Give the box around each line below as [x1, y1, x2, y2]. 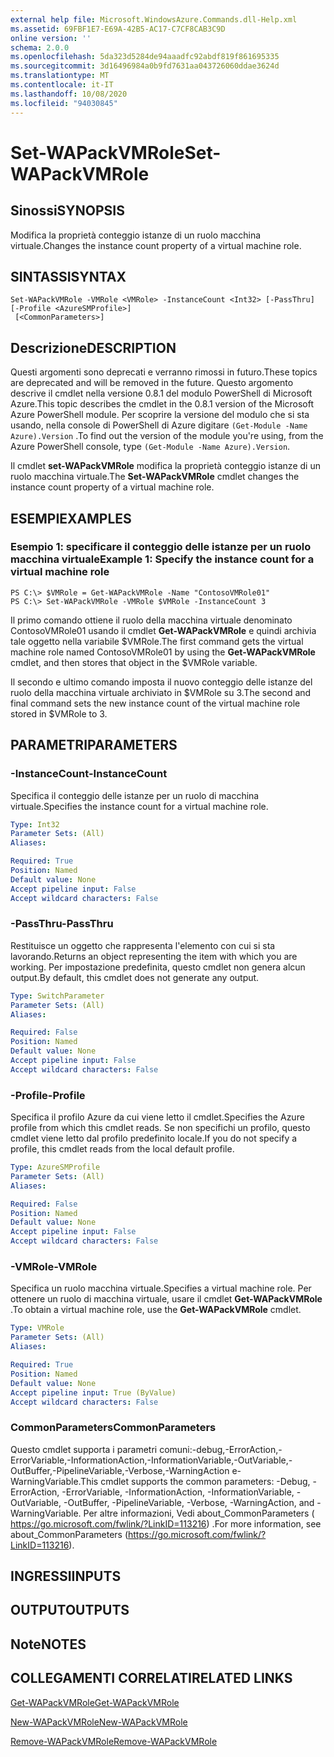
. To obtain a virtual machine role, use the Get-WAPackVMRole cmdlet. [10, 1304, 302, 1316]
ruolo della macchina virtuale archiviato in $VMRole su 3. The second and [10, 686, 312, 698]
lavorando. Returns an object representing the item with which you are [10, 950, 298, 962]
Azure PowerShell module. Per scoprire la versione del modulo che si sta [10, 409, 310, 421]
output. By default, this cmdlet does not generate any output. [10, 971, 260, 983]
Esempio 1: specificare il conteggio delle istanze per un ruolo [10, 540, 312, 554]
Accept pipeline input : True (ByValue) [10, 1387, 177, 1398]
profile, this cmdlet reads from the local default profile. [10, 1143, 235, 1155]
